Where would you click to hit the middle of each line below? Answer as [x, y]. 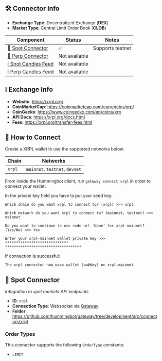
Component [31, 40]
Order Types [20, 334]
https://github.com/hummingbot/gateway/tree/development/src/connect [84, 316]
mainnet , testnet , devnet [54, 169]
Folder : [19, 311]
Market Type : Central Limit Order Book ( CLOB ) [59, 28]
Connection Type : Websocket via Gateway [55, 306]
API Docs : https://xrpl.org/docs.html [48, 117]
